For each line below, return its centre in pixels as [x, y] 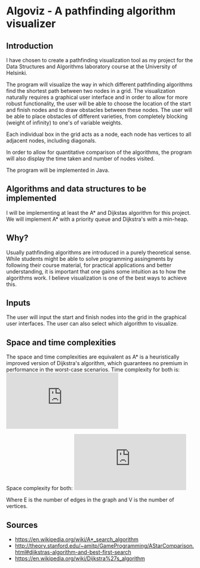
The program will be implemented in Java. [58, 170]
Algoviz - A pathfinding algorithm [91, 11]
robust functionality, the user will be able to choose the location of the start [99, 104]
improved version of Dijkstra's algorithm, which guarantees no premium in [97, 363]
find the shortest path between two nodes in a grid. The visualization [91, 91]
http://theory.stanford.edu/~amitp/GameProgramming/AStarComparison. [104, 546]
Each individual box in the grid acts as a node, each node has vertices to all [99, 134]
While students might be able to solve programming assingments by [90, 259]
